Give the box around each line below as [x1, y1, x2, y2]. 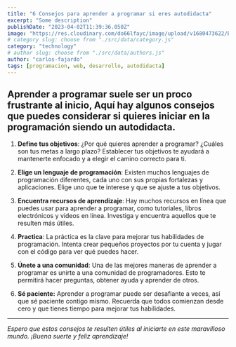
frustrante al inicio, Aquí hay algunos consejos [7, 100, 216, 111]
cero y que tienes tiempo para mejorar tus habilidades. [17, 304, 176, 313]
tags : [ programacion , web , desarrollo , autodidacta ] [7, 62, 165, 69]
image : [7, 29, 27, 37]
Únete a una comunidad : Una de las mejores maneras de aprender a [17, 261, 217, 270]
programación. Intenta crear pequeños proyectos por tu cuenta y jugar [17, 240, 223, 249]
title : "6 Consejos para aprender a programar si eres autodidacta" [7, 10, 212, 18]
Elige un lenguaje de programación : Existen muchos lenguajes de [17, 168, 209, 177]
